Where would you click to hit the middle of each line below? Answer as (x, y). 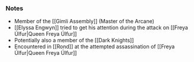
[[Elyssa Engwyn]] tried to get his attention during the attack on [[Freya (101, 27)
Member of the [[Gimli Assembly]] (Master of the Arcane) (84, 21)
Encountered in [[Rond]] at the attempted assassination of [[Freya (94, 46)
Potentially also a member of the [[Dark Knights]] (74, 41)
